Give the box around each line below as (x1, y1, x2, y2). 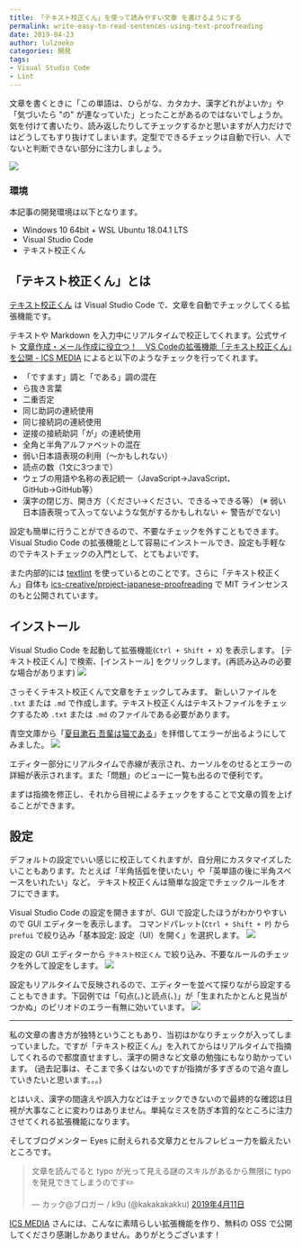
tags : (9, 55, 30, 64)
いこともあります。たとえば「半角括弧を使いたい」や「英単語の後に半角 (9, 866, 277, 877)
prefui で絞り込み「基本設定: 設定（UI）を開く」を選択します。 (9, 930, 244, 941)
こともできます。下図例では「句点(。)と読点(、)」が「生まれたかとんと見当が (9, 990, 288, 1001)
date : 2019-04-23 (9, 30, 75, 39)
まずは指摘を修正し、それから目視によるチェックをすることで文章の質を (9, 788, 277, 799)
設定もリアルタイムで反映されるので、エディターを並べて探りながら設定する (9, 979, 292, 990)
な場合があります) (9, 667, 76, 678)
